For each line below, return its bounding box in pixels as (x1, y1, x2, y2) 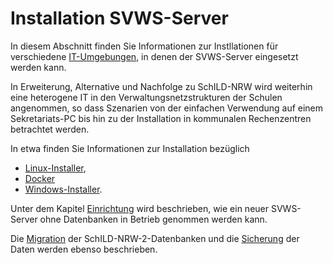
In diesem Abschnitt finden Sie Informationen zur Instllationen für (10, 40, 279, 52)
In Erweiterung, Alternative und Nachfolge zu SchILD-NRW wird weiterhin (10, 80, 313, 92)
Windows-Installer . (24, 183, 103, 195)
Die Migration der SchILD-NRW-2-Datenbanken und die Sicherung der (10, 232, 300, 244)
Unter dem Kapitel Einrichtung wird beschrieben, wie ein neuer (10, 202, 270, 214)
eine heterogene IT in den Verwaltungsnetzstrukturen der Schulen (10, 91, 283, 103)
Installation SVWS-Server (10, 7, 229, 30)
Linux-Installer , (24, 162, 87, 174)
